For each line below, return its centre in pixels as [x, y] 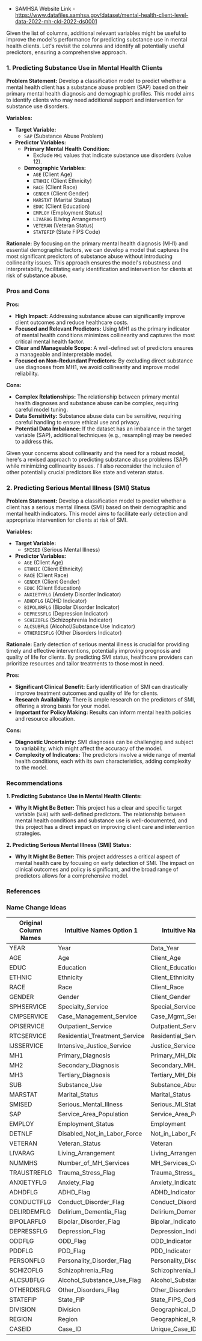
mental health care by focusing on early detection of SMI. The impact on [105, 863]
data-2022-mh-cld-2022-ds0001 [56, 21]
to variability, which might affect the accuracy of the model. [89, 748]
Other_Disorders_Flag [89, 1290]
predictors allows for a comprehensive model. [72, 876]
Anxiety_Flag [76, 1182]
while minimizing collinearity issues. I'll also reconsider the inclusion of [94, 466]
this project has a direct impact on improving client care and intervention [105, 827]
